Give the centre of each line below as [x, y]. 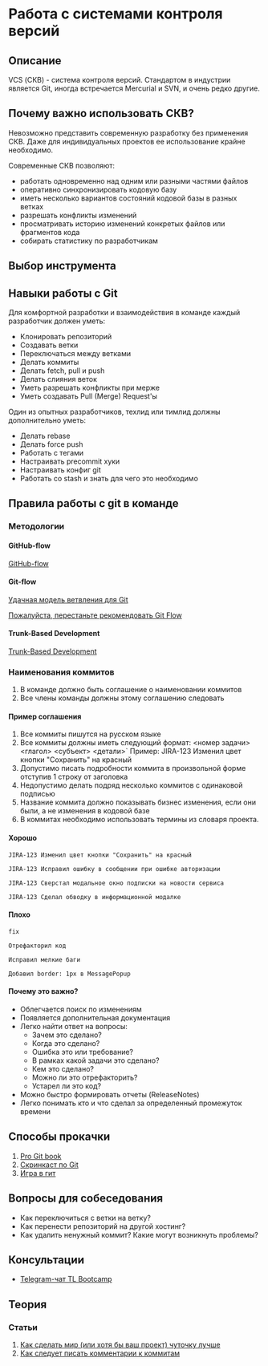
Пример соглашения [45, 716]
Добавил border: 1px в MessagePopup [69, 974]
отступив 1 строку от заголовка [74, 777]
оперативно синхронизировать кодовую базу [98, 189]
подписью [38, 794]
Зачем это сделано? [67, 1035]
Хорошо [23, 838]
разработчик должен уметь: [57, 321]
